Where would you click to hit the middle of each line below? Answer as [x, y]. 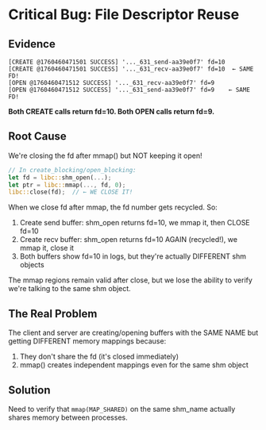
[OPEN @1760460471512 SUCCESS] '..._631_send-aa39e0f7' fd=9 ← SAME [129, 90]
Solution [29, 390]
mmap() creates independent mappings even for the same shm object [134, 365]
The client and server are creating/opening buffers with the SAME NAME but [133, 333]
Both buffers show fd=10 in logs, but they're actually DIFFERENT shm [133, 256]
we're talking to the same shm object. [69, 289]
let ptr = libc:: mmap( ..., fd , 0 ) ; [67, 185]
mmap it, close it [46, 248]
